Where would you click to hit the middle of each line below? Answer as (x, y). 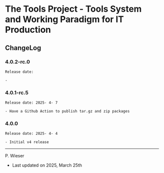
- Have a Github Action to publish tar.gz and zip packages (68, 111)
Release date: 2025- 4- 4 (31, 134)
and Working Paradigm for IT (64, 19)
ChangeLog (23, 48)
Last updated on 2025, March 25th (47, 165)
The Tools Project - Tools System (73, 9)
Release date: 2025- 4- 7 (31, 103)
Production (28, 30)
